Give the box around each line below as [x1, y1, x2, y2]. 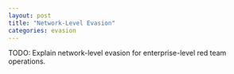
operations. [8, 56, 46, 66]
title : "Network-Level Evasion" [8, 19, 115, 27]
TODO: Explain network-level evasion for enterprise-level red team [8, 49, 227, 58]
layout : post [8, 11, 52, 20]
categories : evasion [8, 26, 77, 34]
